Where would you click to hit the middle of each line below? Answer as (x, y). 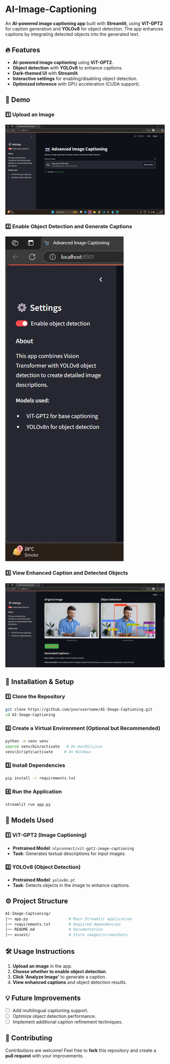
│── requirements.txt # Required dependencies (63, 924)
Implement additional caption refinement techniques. (68, 1022)
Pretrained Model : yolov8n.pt (44, 880)
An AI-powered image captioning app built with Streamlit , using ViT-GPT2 (84, 23)
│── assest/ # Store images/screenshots (67, 935)
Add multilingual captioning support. (50, 1010)
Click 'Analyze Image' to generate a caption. (59, 977)
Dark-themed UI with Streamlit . (46, 73)
